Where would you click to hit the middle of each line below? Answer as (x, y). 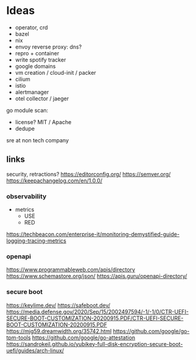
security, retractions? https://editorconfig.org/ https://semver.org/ (89, 174)
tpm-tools (19, 337)
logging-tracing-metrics (37, 241)
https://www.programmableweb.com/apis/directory (71, 270)
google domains (35, 66)
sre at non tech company (37, 140)
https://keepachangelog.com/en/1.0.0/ (54, 181)
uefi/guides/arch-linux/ (35, 350)
